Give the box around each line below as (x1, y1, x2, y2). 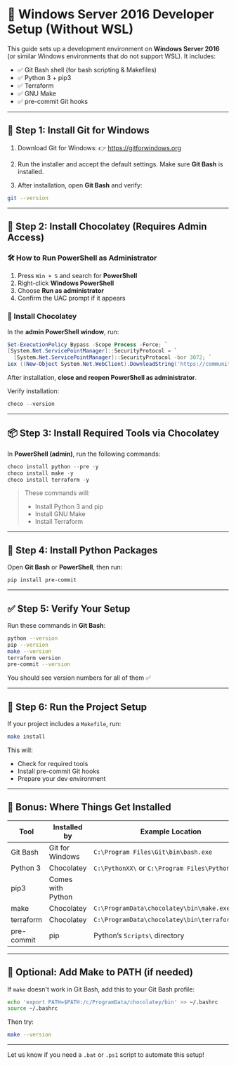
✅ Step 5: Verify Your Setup (7, 603, 131, 614)
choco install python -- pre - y (7, 463, 99, 470)
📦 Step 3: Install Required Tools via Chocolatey (7, 428, 220, 440)
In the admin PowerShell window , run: (7, 327, 119, 336)
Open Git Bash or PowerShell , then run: (7, 563, 123, 572)
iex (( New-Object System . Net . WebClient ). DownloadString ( (7, 361, 178, 368)
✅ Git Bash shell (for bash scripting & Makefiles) (17, 65, 157, 74)
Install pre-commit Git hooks (17, 767, 100, 775)
